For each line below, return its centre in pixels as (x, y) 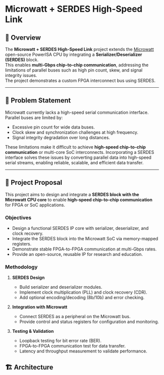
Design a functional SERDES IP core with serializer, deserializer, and (80, 228)
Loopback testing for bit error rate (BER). (60, 341)
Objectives (18, 218)
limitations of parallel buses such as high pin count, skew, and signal (74, 70)
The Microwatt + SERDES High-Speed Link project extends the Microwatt (80, 49)
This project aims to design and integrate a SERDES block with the (72, 194)
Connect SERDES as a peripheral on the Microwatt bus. (75, 317)
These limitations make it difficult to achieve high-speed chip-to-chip (75, 147)
